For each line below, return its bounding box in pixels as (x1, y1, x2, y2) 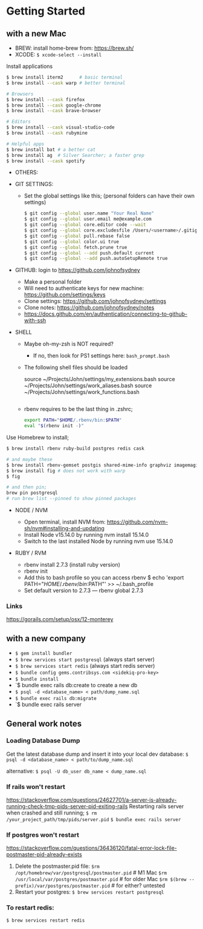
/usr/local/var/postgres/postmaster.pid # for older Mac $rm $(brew (14, 876, 187, 883)
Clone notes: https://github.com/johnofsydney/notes (24, 304, 155, 311)
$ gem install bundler (14, 650, 72, 657)
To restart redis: (6, 904, 54, 912)
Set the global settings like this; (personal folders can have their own (24, 192, 195, 199)
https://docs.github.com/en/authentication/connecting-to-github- (24, 310, 188, 318)
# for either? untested (111, 882, 166, 889)
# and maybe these (6, 456, 53, 462)
